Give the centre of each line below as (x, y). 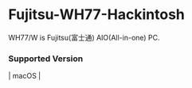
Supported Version (46, 59)
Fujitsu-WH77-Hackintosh (97, 15)
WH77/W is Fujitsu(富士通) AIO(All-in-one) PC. (84, 37)
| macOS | (25, 76)
